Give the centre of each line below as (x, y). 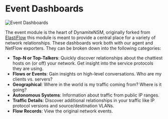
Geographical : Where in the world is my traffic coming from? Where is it (87, 84)
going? (20, 89)
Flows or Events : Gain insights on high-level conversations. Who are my (87, 73)
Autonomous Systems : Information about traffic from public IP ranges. (86, 95)
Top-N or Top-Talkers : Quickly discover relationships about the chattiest (88, 57)
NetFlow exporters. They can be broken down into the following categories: (83, 48)
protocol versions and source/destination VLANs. (63, 105)
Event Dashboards (44, 9)
